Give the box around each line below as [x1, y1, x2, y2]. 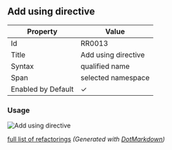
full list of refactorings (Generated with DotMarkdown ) [7, 135, 166, 144]
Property [27, 26, 58, 36]
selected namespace [80, 73, 150, 82]
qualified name [80, 61, 130, 71]
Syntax [11, 61, 34, 71]
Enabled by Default [11, 84, 74, 94]
